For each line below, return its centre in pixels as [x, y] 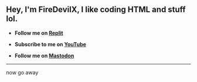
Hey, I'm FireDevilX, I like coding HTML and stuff [96, 10]
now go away [22, 72]
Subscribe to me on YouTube [50, 44]
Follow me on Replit [39, 33]
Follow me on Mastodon [44, 56]
